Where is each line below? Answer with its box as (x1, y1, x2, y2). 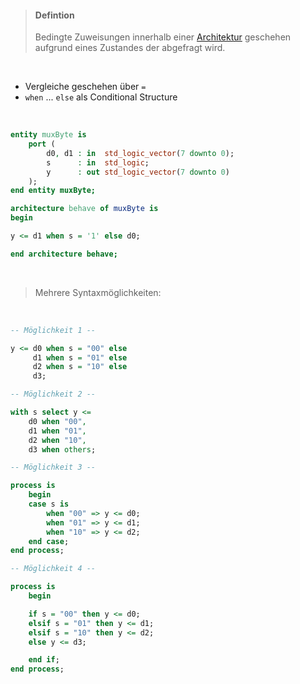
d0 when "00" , (28, 416, 87, 426)
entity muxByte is (10, 130, 87, 140)
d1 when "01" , (28, 426, 87, 436)
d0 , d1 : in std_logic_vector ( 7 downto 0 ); (46, 148, 235, 158)
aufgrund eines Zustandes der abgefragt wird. (34, 42, 226, 54)
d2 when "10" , (28, 435, 87, 445)
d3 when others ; (28, 444, 97, 455)
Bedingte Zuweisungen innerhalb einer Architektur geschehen (34, 31, 292, 43)
